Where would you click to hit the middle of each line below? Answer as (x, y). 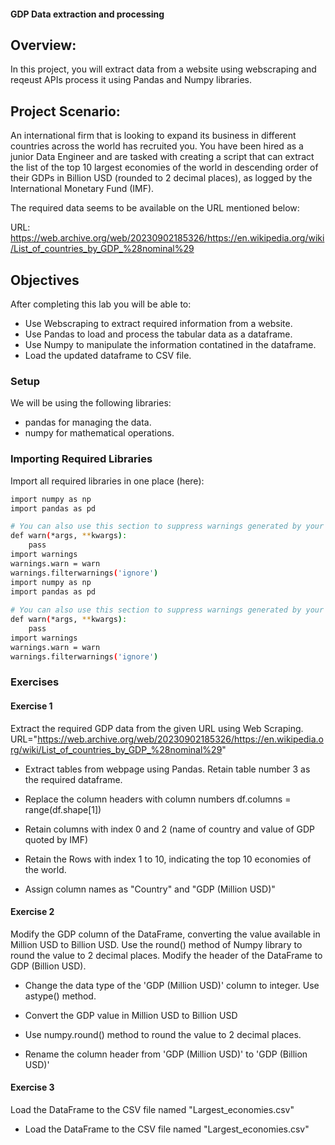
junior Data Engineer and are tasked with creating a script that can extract (162, 157)
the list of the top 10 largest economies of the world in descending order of (164, 167)
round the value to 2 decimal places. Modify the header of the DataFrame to (166, 955)
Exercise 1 (31, 706)
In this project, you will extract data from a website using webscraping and (163, 69)
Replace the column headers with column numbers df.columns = (158, 799)
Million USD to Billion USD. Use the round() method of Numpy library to (156, 944)
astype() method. (60, 996)
